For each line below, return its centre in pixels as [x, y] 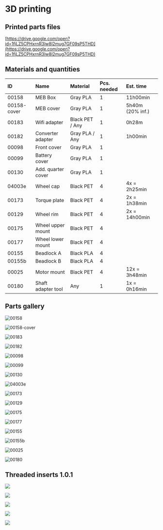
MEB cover [48, 108]
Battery [44, 155]
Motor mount [50, 272]
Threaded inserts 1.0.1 [39, 475]
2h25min [136, 189]
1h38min [136, 203]
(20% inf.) [138, 111]
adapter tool [49, 289]
